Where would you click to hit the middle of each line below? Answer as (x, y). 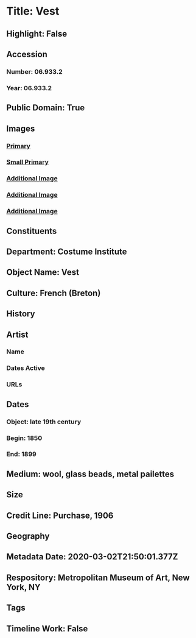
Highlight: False (37, 34)
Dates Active (26, 368)
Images (21, 128)
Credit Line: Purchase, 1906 (60, 515)
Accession (27, 54)
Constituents (32, 231)
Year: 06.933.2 (29, 88)
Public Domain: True (46, 108)
